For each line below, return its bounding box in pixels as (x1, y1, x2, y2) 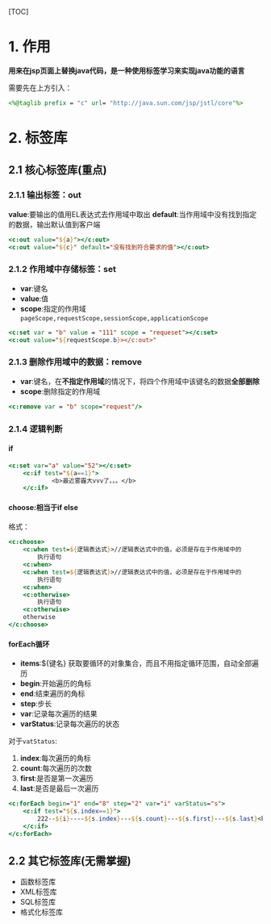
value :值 (19, 294, 49, 303)
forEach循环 (8, 639, 50, 649)
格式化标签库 (19, 907, 63, 917)
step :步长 (19, 699, 52, 709)
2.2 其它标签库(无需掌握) (8, 854, 131, 868)
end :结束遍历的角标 (19, 689, 85, 699)
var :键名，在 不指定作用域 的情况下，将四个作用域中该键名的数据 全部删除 (19, 376, 260, 386)
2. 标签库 (8, 129, 68, 147)
